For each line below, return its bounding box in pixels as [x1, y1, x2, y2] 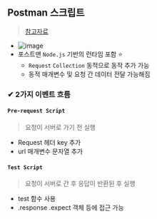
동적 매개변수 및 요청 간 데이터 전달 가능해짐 [28, 70, 151, 78]
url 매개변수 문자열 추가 [17, 147, 83, 156]
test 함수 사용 [17, 195, 56, 203]
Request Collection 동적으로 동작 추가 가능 [28, 61, 150, 69]
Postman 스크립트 [7, 6, 85, 19]
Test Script [7, 163, 43, 171]
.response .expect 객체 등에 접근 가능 [17, 203, 124, 212]
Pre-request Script [7, 108, 66, 115]
